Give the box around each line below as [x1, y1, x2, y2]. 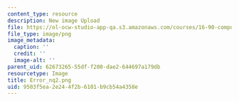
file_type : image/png [7, 30, 72, 38]
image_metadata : [7, 37, 55, 44]
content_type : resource [7, 10, 78, 18]
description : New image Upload [7, 17, 100, 24]
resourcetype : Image [7, 70, 69, 77]
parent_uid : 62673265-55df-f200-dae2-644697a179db [7, 63, 161, 70]
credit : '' [14, 51, 46, 58]
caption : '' [14, 43, 50, 51]
